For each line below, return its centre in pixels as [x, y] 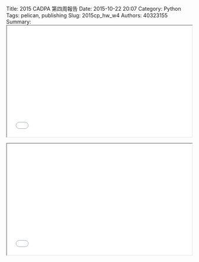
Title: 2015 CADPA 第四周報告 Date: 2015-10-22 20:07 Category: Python [94, 9]
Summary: [19, 22]
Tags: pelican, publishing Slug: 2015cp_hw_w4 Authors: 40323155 [87, 15]
